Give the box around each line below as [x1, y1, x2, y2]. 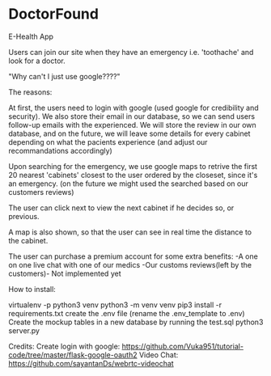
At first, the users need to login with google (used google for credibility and [8, 103, 259, 112]
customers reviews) [8, 187, 74, 196]
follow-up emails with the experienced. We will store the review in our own [8, 120, 256, 129]
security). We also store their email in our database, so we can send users [8, 111, 256, 121]
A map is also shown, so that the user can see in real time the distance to [8, 227, 252, 237]
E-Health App [8, 32, 54, 41]
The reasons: [8, 87, 53, 97]
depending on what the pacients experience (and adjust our [8, 137, 208, 146]
